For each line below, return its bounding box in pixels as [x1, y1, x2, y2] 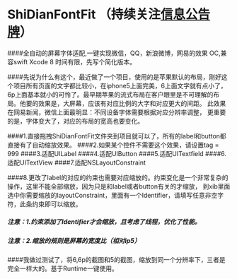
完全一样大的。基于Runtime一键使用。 [7, 264, 118, 273]
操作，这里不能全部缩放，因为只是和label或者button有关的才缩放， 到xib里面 [7, 182, 231, 191]
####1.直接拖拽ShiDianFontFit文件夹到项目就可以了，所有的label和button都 [7, 131, 226, 140]
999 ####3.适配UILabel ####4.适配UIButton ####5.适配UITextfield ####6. [7, 149, 227, 158]
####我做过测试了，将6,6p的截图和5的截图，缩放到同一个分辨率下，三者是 [7, 256, 226, 264]
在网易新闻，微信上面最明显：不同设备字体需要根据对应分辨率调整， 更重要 [7, 107, 226, 117]
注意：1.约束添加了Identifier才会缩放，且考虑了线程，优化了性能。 [7, 217, 202, 226]
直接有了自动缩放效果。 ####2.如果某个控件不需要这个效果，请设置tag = [7, 141, 219, 149]
